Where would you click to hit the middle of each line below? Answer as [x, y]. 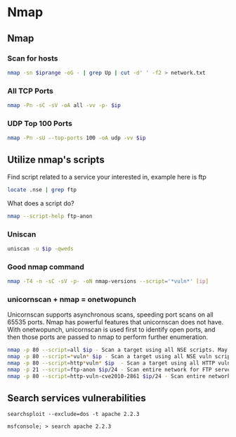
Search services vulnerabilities [77, 398]
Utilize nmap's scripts [56, 160]
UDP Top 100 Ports [40, 123]
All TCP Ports [31, 91]
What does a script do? [41, 203]
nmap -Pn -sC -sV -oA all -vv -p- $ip [64, 106]
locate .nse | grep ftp [42, 190]
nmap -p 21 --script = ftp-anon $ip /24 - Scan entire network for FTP [110, 369]
